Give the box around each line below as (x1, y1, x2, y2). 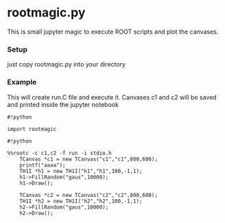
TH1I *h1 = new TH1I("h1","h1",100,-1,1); (19, 167, 143, 174)
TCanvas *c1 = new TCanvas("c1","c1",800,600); (19, 156, 158, 163)
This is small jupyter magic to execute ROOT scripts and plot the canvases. (7, 27, 219, 36)
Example (7, 78, 37, 87)
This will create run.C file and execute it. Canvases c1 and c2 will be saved (7, 93, 217, 101)
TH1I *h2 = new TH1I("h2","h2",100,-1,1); (19, 198, 143, 204)
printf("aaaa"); (19, 161, 67, 169)
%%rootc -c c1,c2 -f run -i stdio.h (7, 150, 112, 156)
